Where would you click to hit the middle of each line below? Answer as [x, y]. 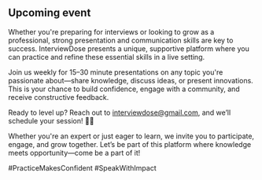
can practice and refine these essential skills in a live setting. [107, 57]
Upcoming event [50, 13]
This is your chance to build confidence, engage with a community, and [124, 89]
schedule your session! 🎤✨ [51, 120]
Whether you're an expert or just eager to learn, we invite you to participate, [131, 136]
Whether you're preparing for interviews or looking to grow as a [111, 31]
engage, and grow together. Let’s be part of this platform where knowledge [130, 144]
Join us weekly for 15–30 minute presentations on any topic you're [116, 72]
